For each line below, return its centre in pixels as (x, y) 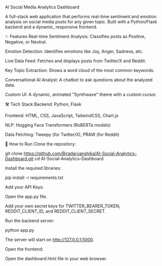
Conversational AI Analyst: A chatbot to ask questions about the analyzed (79, 80)
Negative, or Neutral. (26, 42)
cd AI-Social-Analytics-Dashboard (69, 159)
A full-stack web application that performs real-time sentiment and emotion (81, 16)
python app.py (20, 230)
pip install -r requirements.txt (34, 177)
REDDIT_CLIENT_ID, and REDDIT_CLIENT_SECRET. (55, 211)
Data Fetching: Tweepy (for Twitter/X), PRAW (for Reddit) (62, 134)
